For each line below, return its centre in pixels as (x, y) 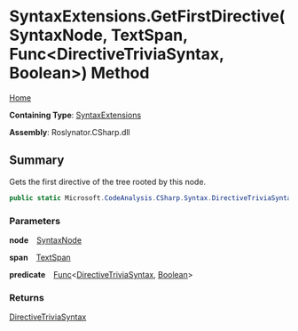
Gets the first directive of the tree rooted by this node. (108, 182)
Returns (27, 297)
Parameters (35, 221)
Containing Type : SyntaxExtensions (75, 115)
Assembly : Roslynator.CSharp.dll (70, 132)
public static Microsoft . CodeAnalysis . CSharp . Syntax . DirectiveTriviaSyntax (152, 198)
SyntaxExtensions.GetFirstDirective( (147, 16)
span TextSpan (40, 257)
